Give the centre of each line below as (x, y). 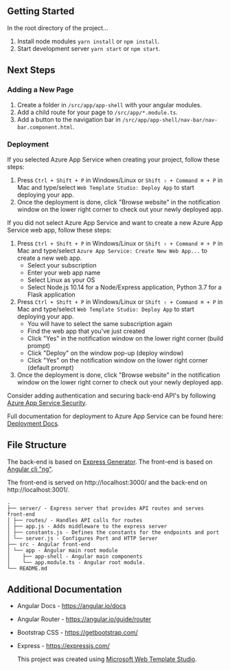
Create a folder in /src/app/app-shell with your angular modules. (110, 105)
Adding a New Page (41, 90)
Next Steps (31, 71)
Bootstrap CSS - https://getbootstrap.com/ (78, 633)
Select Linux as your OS (61, 280)
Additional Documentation (65, 590)
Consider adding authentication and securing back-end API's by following (112, 396)
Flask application (51, 294)
